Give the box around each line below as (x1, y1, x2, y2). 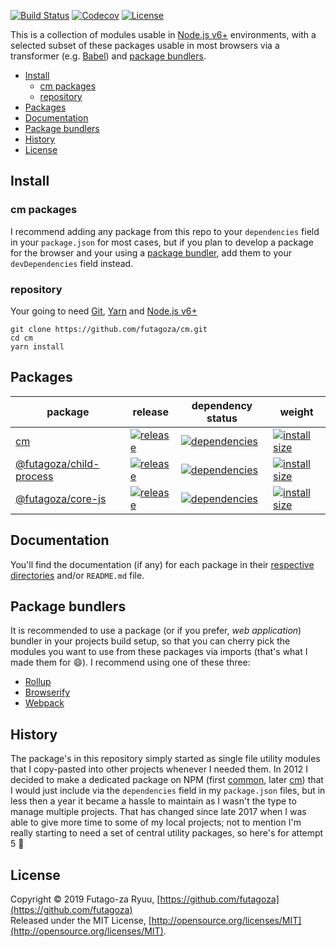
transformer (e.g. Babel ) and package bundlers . (10, 50, 207, 62)
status (206, 411, 238, 425)
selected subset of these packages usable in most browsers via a (10, 40, 280, 51)
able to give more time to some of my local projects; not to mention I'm (10, 816, 302, 829)
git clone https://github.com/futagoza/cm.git (10, 324, 208, 334)
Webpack (24, 697, 65, 709)
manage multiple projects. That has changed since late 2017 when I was (10, 806, 307, 818)
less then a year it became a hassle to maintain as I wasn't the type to (10, 795, 297, 807)
